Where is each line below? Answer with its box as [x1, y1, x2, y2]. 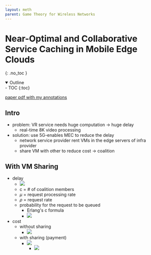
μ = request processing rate [19, 191, 76, 197]
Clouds [5, 54, 35, 65]
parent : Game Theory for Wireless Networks [5, 12, 96, 17]
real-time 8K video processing [19, 127, 81, 133]
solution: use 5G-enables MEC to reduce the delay [12, 132, 114, 138]
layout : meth [5, 7, 32, 12]
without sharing [19, 223, 51, 229]
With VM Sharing [5, 162, 59, 170]
